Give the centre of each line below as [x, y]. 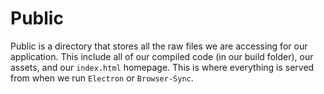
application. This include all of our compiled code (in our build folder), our [162, 56]
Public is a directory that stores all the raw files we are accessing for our [159, 46]
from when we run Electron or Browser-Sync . [102, 78]
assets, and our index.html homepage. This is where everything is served [162, 67]
